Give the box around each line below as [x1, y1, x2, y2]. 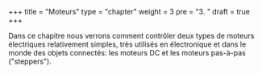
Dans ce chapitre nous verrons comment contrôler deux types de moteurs [8, 31, 255, 40]
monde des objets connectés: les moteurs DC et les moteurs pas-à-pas [8, 48, 246, 57]
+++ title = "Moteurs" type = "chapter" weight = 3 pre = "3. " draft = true [8, 7, 251, 16]
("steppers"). [8, 56, 52, 66]
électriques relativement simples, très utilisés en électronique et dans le [8, 39, 247, 49]
